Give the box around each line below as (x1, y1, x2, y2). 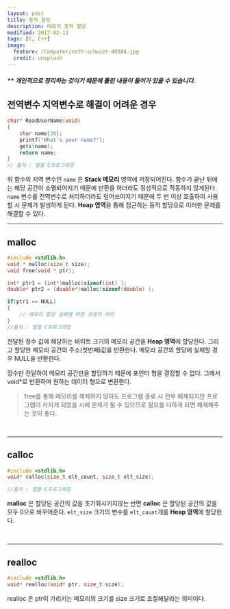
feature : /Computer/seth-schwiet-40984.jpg (13, 49, 139, 56)
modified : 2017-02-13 (7, 29, 69, 36)
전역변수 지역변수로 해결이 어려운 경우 (7, 99, 157, 110)
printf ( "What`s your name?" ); (19, 136, 106, 143)
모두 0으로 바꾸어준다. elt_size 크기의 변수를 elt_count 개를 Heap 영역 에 (7, 508, 204, 516)
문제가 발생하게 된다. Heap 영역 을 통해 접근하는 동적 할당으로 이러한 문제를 (21, 201, 221, 209)
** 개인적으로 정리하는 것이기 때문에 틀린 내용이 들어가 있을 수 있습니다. (7, 77, 196, 85)
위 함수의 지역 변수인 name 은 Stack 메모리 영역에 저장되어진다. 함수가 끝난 (7, 176, 205, 184)
